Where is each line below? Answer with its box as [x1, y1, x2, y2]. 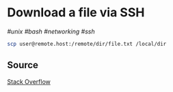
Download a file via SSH [7, 5, 145, 20]
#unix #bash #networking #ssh [7, 27, 95, 35]
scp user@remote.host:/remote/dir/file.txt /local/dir [7, 40, 167, 47]
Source [7, 59, 39, 71]
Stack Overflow [7, 77, 51, 86]
